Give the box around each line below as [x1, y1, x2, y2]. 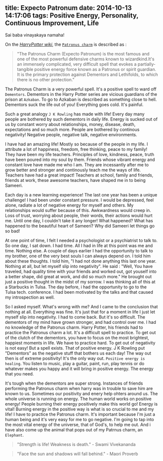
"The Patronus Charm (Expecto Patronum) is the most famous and [16, 51, 149, 56]
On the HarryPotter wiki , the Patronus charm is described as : [5, 41, 127, 47]
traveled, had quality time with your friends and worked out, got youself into [5, 268, 157, 274]
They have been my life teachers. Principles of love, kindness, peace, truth [5, 151, 154, 157]
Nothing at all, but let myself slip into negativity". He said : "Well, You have [5, 263, 153, 269]
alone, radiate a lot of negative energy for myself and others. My [5, 202, 134, 208]
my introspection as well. [5, 294, 55, 300]
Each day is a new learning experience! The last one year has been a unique [5, 192, 158, 197]
